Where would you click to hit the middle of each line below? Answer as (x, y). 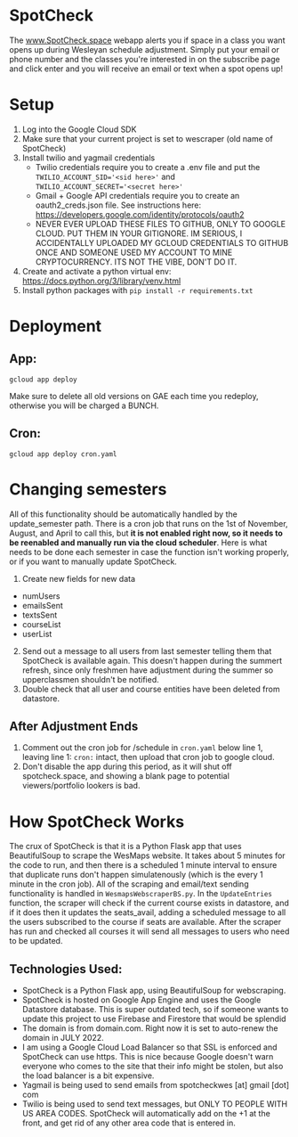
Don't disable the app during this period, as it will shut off (127, 766)
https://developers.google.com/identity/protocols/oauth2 (140, 214)
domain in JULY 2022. (63, 1038)
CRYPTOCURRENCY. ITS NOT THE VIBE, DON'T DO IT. (136, 262)
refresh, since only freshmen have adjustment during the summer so (148, 670)
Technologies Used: (66, 969)
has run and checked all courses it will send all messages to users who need (149, 931)
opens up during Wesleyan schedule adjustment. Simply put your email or (145, 49)
